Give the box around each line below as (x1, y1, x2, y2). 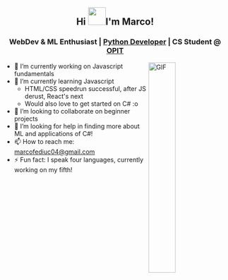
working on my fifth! (13, 165, 73, 174)
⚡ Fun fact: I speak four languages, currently (13, 155, 144, 164)
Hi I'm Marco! (76, 16, 154, 28)
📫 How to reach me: (13, 137, 75, 145)
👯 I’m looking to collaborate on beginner (13, 106, 131, 115)
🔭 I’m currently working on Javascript (13, 61, 124, 71)
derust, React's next (24, 92, 83, 100)
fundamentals (13, 69, 54, 78)
